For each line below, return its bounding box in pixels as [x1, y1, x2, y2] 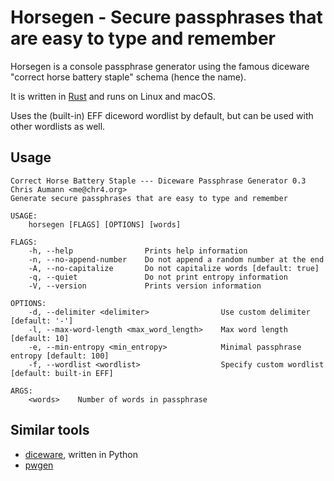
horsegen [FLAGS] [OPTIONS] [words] [28, 219, 182, 230]
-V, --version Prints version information [28, 281, 262, 291]
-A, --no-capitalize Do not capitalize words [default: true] [28, 263, 320, 273]
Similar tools [10, 422, 90, 439]
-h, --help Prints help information [28, 246, 248, 256]
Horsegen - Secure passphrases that [10, 6, 323, 29]
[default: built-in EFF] [10, 368, 114, 378]
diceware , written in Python [24, 448, 138, 460]
